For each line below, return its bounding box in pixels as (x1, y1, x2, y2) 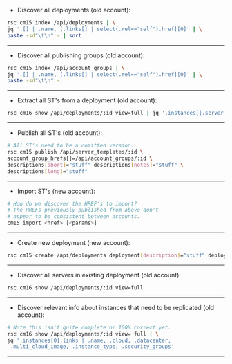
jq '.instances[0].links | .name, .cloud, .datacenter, (7, 337, 171, 344)
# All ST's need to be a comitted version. (7, 142, 135, 149)
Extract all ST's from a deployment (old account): (17, 96, 157, 104)
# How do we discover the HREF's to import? (7, 200, 137, 207)
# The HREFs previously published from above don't (7, 207, 159, 214)
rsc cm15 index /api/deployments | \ (7, 19, 116, 26)
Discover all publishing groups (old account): (17, 51, 145, 60)
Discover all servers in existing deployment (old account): (17, 271, 182, 279)
